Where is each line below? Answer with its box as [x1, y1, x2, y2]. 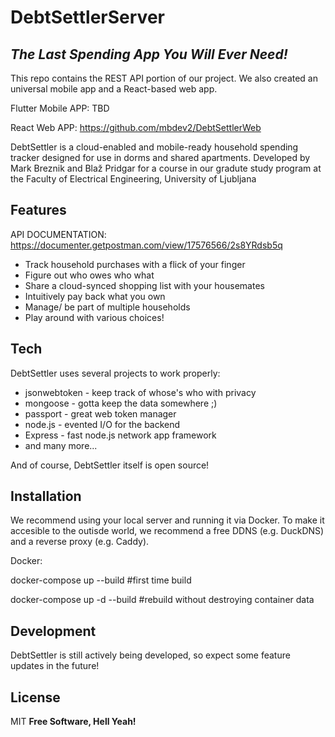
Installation [10, 488, 82, 505]
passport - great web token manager [24, 407, 177, 420]
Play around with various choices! [24, 311, 165, 323]
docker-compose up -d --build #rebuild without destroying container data [10, 594, 315, 606]
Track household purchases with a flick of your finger [24, 258, 246, 270]
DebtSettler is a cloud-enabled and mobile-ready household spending [10, 141, 299, 153]
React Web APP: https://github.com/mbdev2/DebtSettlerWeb [10, 122, 262, 133]
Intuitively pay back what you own [24, 290, 166, 302]
